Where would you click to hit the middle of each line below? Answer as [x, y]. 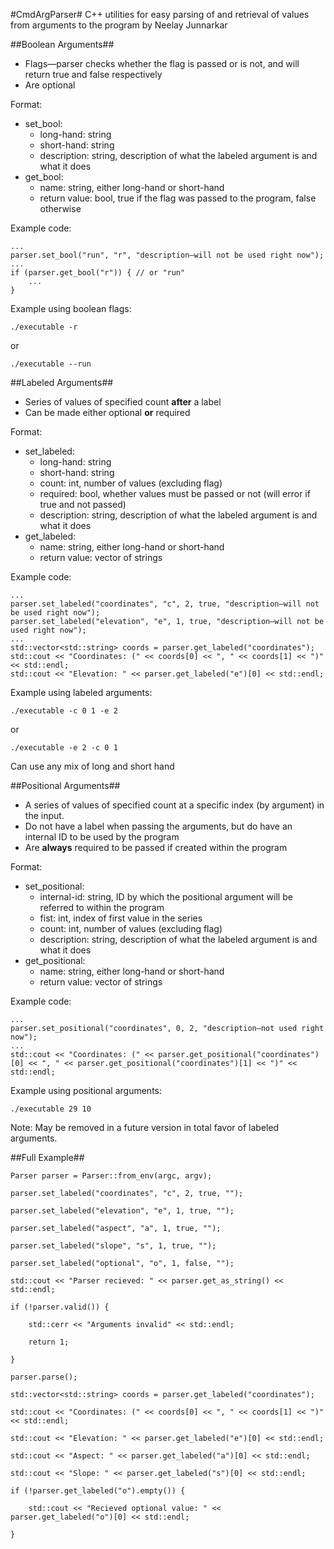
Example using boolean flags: [71, 308]
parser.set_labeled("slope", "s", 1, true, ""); [113, 1246]
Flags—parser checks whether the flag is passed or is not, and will [162, 63]
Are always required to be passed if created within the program [156, 847]
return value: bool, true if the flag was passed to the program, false [178, 198]
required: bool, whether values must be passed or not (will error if [175, 493]
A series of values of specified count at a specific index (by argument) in [174, 805]
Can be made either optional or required [107, 412]
